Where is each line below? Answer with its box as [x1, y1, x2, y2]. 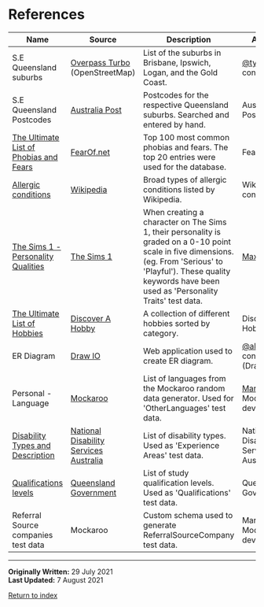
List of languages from [142, 372, 226, 383]
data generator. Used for [142, 392, 234, 403]
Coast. [142, 76, 167, 87]
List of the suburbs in [142, 47, 222, 58]
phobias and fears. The [142, 142, 229, 153]
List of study [142, 467, 189, 478]
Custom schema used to [142, 509, 233, 520]
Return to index [8, 590, 58, 600]
